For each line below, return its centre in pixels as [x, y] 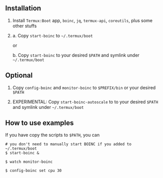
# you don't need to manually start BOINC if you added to [68, 144]
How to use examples [39, 123]
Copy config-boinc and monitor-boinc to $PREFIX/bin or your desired [84, 87]
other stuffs [24, 26]
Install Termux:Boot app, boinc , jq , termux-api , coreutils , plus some [82, 20]
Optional [19, 75]
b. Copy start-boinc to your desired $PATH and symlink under [76, 55]
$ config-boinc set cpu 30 [33, 171]
